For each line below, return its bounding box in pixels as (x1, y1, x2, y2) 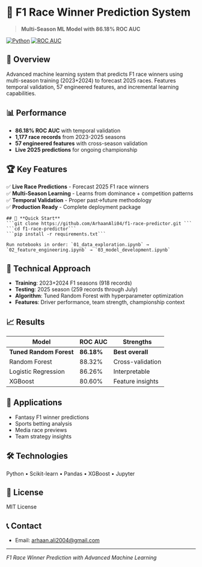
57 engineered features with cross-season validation (14, 140, 148, 147)
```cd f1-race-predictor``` (6, 226, 77, 232)
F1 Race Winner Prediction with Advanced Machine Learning (6, 554, 157, 562)
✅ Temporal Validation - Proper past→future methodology (6, 197, 152, 204)
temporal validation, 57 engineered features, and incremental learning (6, 83, 179, 90)
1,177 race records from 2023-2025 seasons (14, 133, 126, 140)
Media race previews (14, 426, 67, 433)
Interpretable (113, 367, 150, 376)
